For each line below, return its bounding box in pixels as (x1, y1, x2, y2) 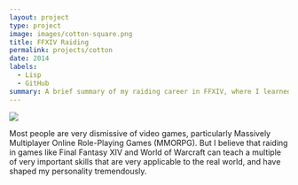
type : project (9, 21, 62, 30)
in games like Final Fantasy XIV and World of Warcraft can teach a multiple (9, 147, 282, 158)
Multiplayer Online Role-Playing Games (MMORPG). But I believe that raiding (9, 137, 288, 148)
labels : (9, 63, 38, 72)
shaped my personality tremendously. (9, 166, 147, 176)
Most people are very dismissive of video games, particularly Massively (9, 127, 271, 138)
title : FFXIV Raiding (9, 37, 90, 47)
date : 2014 (9, 54, 50, 63)
